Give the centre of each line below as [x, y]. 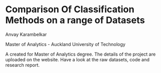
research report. [23, 65]
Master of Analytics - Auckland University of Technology [66, 44]
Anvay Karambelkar [26, 34]
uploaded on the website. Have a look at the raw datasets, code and [78, 59]
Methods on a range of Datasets [75, 20]
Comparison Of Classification [70, 9]
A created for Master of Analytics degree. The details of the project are [80, 54]
